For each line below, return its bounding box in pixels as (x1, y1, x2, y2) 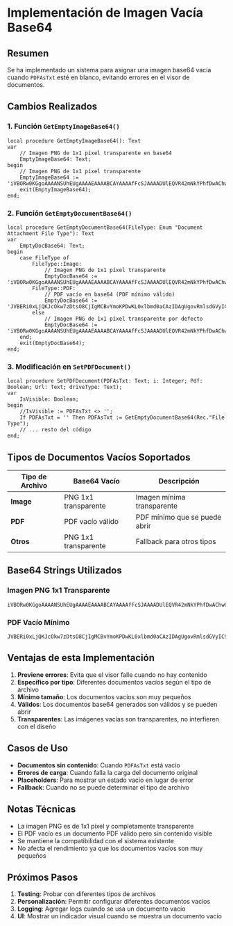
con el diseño (17, 722, 57, 731)
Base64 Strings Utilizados (7, 565, 123, 577)
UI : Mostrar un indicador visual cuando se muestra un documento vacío (17, 912, 222, 920)
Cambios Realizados (7, 101, 98, 113)
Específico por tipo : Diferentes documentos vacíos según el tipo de (17, 678, 212, 686)
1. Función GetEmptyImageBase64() (7, 122, 120, 131)
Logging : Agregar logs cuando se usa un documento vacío (17, 904, 186, 913)
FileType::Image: (32, 260, 82, 267)
